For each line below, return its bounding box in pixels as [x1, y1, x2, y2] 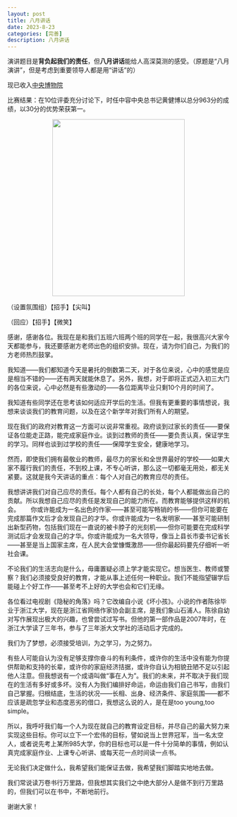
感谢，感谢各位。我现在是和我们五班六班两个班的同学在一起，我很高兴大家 [7, 333, 224, 342]
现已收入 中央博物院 [7, 81, 63, 89]
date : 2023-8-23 [7, 23, 55, 30]
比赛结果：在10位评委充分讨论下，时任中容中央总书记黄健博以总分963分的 [7, 96, 224, 105]
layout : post [7, 10, 46, 18]
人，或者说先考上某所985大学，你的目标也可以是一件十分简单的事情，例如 [7, 740, 223, 748]
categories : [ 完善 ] [7, 30, 63, 37]
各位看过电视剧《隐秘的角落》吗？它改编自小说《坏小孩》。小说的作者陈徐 [7, 597, 221, 605]
